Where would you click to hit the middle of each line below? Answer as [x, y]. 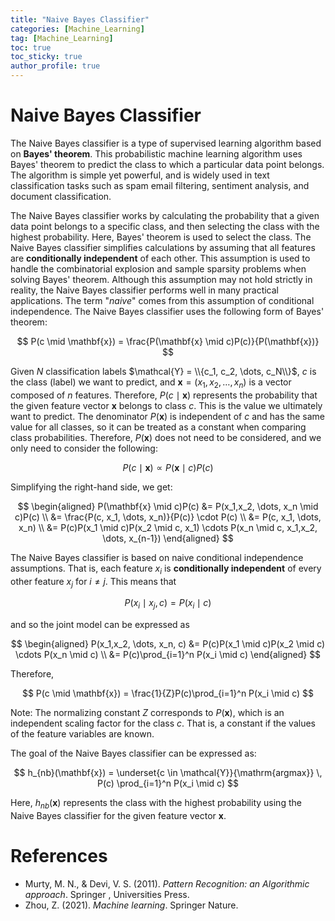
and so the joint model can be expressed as [100, 625]
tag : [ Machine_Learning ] [62, 38]
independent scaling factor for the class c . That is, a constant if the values [163, 723]
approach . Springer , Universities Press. [107, 894]
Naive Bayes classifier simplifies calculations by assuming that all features [163, 247]
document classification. [61, 196]
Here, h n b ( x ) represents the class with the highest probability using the [156, 804]
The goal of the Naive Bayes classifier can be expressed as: [133, 753]
